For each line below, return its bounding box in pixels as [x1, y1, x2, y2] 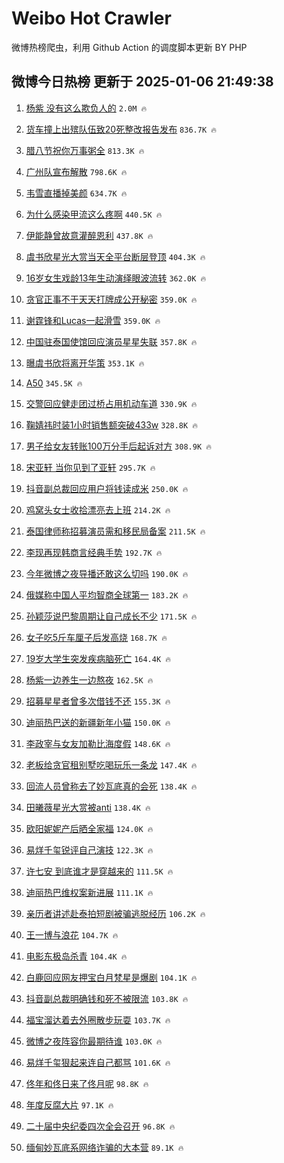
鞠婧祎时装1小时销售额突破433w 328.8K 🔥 [25, 418, 199, 431]
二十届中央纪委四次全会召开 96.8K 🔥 [25, 1120, 176, 1132]
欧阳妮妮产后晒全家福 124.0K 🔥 [25, 822, 154, 834]
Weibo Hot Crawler [11, 7, 172, 30]
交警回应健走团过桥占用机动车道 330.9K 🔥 [25, 397, 198, 409]
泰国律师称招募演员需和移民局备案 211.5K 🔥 [25, 525, 206, 537]
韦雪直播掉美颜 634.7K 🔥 [25, 187, 128, 199]
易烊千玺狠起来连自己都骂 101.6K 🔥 [25, 1056, 171, 1068]
